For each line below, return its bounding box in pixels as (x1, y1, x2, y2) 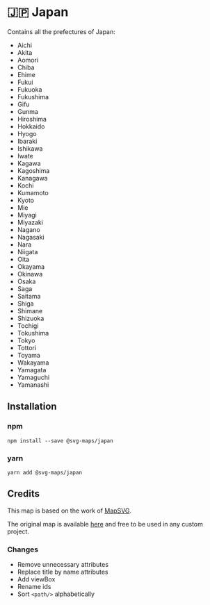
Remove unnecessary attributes (17, 561, 109, 569)
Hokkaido (17, 122, 45, 131)
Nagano (17, 225, 40, 233)
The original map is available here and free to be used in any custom (7, 520, 204, 528)
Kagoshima (17, 166, 50, 174)
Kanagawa (17, 174, 48, 182)
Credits (7, 488, 40, 500)
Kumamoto (17, 188, 49, 197)
